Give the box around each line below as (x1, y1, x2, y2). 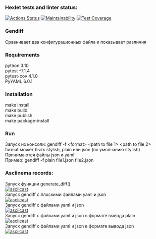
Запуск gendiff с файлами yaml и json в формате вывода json (5, 223, 134, 229)
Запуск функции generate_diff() (5, 180, 71, 187)
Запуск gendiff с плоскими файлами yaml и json (5, 191, 106, 197)
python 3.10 (5, 62, 29, 68)
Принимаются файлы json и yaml (5, 152, 75, 158)
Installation (5, 91, 33, 98)
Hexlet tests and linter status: (5, 4, 78, 11)
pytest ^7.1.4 (5, 67, 30, 73)
